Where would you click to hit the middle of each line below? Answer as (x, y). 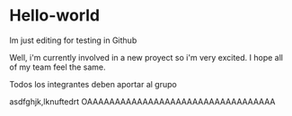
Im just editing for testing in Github (73, 40)
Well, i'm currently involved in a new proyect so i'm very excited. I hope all (146, 57)
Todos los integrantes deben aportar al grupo (93, 84)
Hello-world (55, 16)
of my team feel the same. (58, 67)
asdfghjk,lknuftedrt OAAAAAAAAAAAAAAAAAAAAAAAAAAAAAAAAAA (142, 101)
